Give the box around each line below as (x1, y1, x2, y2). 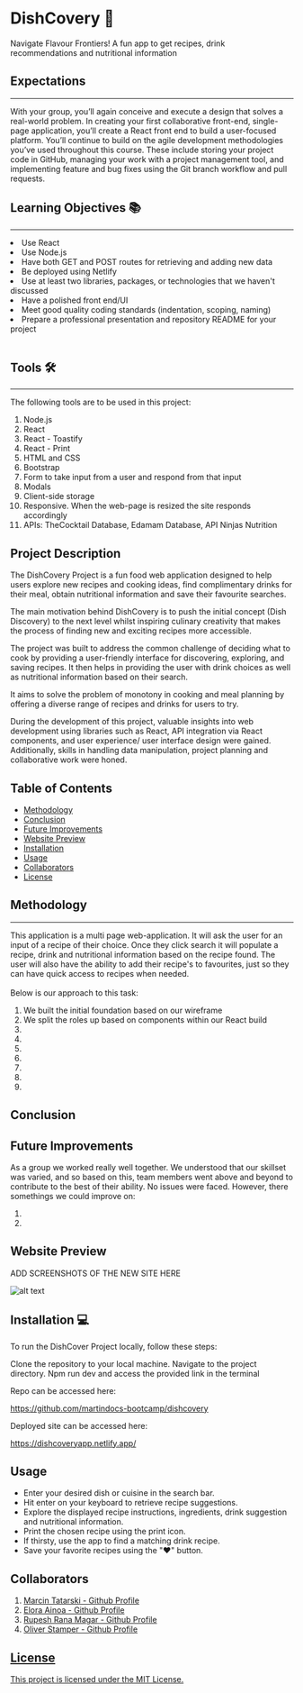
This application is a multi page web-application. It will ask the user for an (10, 930, 283, 941)
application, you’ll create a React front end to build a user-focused (31, 125, 277, 136)
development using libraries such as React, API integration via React (10, 725, 263, 737)
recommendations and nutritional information (10, 47, 178, 58)
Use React (22, 237, 60, 248)
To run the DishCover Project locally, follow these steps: (10, 1341, 218, 1352)
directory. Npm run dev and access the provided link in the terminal (10, 1368, 260, 1379)
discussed (10, 285, 49, 296)
